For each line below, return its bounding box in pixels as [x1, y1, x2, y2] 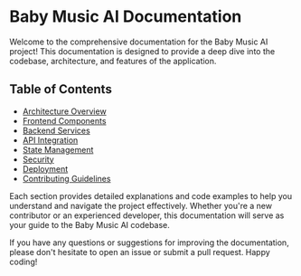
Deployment [22, 163, 69, 174]
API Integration [22, 134, 79, 146]
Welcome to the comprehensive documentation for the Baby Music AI [9, 36, 268, 47]
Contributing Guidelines [22, 173, 111, 184]
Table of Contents [9, 81, 113, 97]
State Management [22, 144, 94, 155]
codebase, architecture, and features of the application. [9, 55, 217, 66]
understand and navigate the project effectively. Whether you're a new [9, 200, 273, 211]
